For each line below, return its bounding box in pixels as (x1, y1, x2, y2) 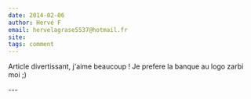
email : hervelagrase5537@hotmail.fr (8, 26, 128, 34)
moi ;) (8, 70, 27, 80)
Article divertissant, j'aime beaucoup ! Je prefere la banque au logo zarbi (8, 62, 244, 71)
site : (8, 33, 26, 41)
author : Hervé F (8, 19, 61, 27)
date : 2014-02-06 (8, 11, 65, 19)
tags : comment (8, 41, 55, 48)
